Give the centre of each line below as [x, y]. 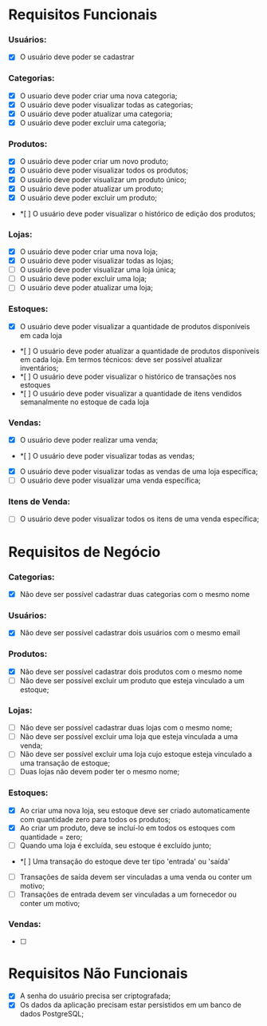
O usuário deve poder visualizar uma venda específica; [110, 480]
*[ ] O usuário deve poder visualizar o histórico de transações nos [128, 376]
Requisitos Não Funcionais [98, 974]
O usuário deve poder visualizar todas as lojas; [96, 260]
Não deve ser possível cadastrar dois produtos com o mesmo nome [131, 671]
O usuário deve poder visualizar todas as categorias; [106, 105]
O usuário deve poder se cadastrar [77, 57]
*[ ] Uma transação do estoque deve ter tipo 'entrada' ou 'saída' [125, 861]
